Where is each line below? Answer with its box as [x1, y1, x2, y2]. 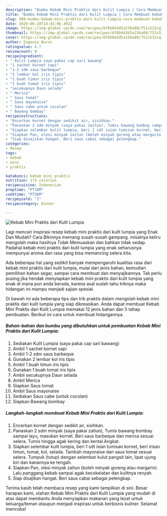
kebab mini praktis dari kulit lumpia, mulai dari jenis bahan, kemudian [5, 264, 146, 271]
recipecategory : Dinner [5, 201, 55, 206]
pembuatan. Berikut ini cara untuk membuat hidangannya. [5, 311, 124, 317]
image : [5, 26, 19, 31]
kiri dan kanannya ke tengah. [12, 459, 72, 465]
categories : [5, 141, 30, 147]
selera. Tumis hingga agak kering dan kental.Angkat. [12, 438, 120, 444]
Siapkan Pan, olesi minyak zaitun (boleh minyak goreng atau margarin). [12, 465, 158, 471]
